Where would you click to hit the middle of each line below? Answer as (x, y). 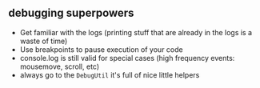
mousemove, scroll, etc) (60, 66)
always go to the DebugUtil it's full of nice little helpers (110, 74)
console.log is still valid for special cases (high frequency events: (127, 58)
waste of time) (44, 41)
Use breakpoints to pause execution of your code (101, 49)
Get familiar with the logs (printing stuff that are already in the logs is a (136, 32)
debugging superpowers (71, 13)
